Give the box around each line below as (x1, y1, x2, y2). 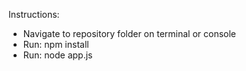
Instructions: (8, 9, 60, 20)
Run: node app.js (22, 49, 93, 61)
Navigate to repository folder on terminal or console (22, 28, 237, 39)
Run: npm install (22, 39, 90, 50)
